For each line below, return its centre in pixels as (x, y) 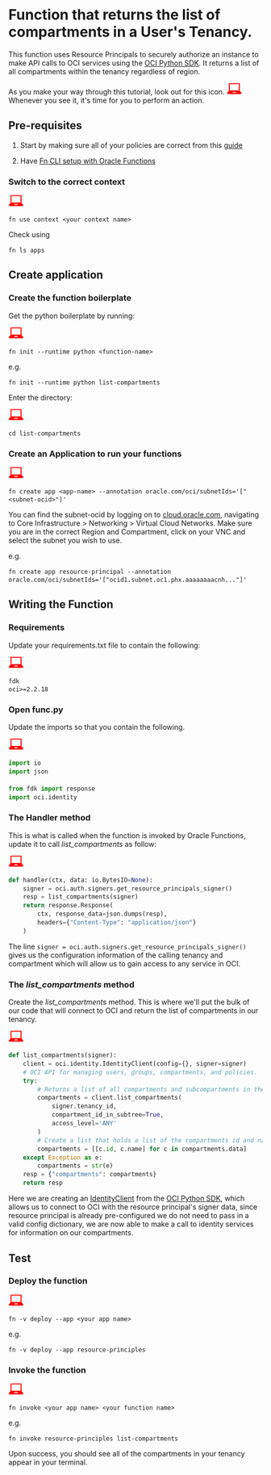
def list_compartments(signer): (63, 1055)
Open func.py (36, 710)
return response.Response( (68, 906)
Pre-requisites (45, 126)
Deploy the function (48, 1281)
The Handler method (50, 818)
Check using (29, 235)
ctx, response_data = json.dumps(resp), (102, 914)
